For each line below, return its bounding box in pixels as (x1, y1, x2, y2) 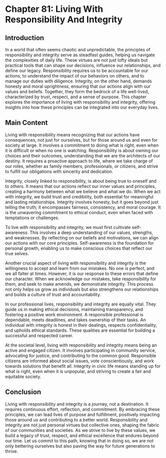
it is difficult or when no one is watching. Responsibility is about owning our (5, 147, 159, 153)
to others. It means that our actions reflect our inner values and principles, (5, 183, 156, 189)
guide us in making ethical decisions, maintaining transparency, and (5, 306, 143, 312)
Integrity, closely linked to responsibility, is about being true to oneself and (5, 178, 157, 184)
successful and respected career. (5, 332, 74, 339)
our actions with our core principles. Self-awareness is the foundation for (5, 240, 154, 246)
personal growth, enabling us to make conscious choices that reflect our (5, 245, 153, 251)
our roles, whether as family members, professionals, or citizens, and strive (5, 163, 159, 169)
